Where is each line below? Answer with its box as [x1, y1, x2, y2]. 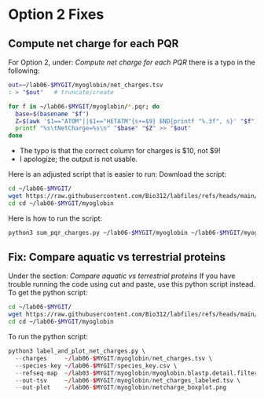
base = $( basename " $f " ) [15, 110, 90, 118]
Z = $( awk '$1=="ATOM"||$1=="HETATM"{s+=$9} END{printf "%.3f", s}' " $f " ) [15, 117, 258, 125]
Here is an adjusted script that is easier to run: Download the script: [8, 170, 226, 179]
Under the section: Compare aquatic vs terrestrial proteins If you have [8, 271, 236, 280]
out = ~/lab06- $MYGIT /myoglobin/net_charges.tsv [8, 81, 163, 89]
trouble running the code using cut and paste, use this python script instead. [8, 280, 256, 289]
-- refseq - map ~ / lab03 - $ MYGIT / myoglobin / [15, 369, 153, 377]
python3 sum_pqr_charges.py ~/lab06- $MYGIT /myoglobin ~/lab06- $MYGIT [8, 229, 241, 236]
